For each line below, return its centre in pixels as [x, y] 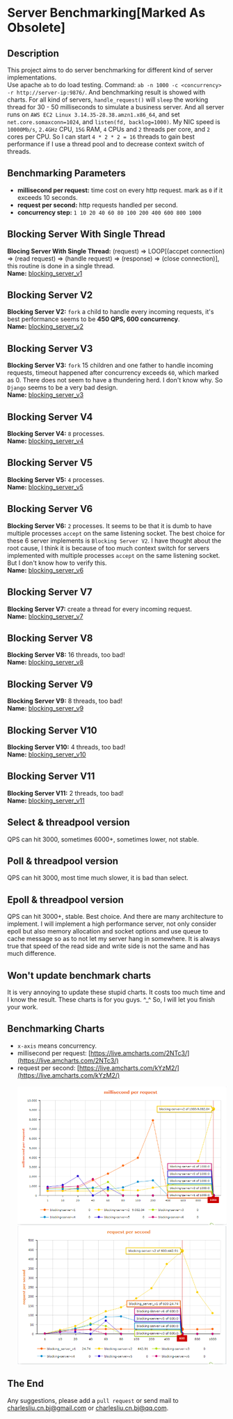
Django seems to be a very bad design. [63, 387]
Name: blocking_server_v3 [46, 395]
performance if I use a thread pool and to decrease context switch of [106, 144]
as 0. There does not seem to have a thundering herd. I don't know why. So [115, 380]
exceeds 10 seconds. [47, 197]
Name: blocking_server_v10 [47, 754]
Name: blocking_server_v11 [46, 800]
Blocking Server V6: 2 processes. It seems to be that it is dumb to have [110, 526]
